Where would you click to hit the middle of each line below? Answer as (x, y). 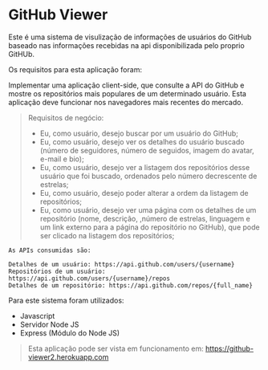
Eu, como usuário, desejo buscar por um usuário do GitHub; (139, 133)
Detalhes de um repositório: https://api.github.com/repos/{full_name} (130, 285)
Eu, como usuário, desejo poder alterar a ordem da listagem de (144, 193)
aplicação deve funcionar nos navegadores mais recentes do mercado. (126, 102)
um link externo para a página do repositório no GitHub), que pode (150, 227)
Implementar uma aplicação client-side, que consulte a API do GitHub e (126, 85)
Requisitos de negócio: (66, 117)
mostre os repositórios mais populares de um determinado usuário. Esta (128, 93)
